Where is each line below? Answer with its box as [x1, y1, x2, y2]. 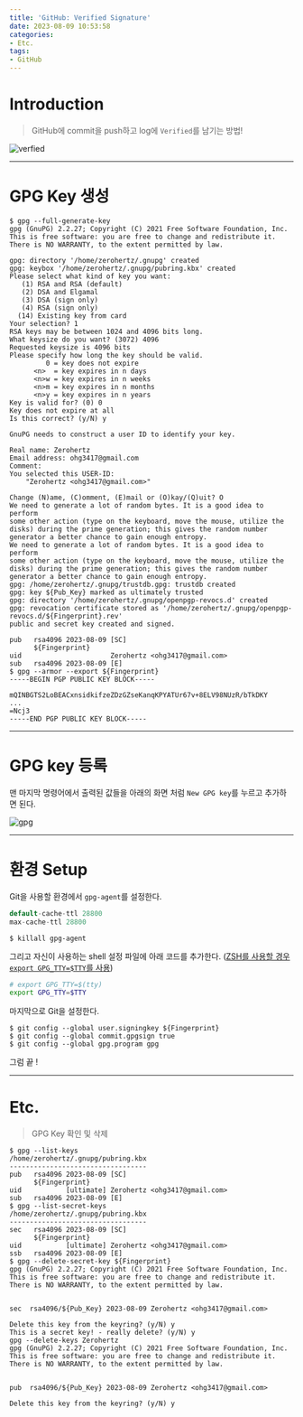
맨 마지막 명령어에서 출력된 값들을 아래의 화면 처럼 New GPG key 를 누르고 [9, 787, 263, 797]
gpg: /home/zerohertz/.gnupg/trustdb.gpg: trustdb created [9, 580, 236, 589]
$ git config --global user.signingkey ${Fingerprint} [9, 1024, 220, 1033]
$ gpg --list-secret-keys [9, 1202, 106, 1211]
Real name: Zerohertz [9, 445, 91, 454]
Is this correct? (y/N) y [9, 414, 106, 423]
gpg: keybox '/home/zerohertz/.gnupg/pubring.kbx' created [9, 264, 236, 273]
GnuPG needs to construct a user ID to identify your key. [9, 430, 236, 439]
